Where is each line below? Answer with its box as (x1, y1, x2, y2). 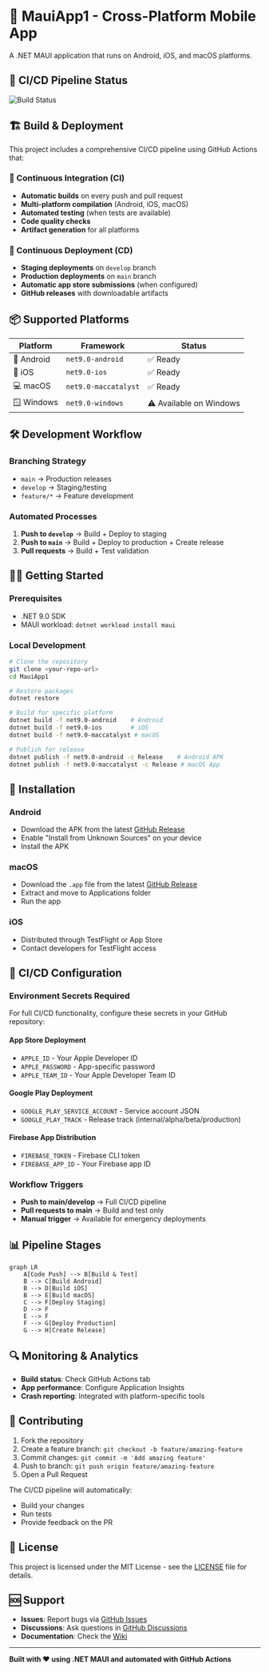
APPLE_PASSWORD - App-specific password (20, 1062, 156, 1071)
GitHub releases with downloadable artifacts (20, 288, 168, 298)
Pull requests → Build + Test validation (20, 546, 149, 555)
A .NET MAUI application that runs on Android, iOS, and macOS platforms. (9, 50, 252, 60)
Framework (80, 340, 125, 351)
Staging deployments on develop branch (20, 263, 156, 272)
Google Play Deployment (9, 1088, 93, 1098)
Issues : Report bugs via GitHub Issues (20, 1614, 148, 1624)
